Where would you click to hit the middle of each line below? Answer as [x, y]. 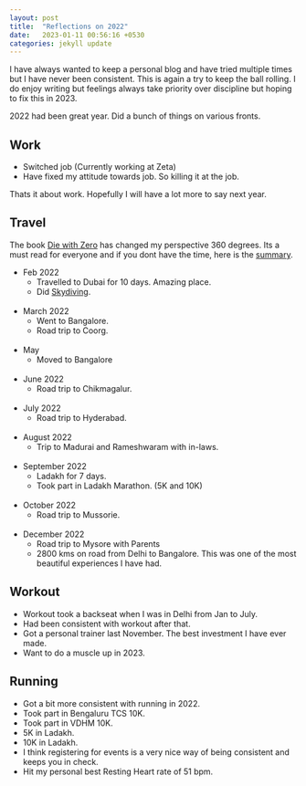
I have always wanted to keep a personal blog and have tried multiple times [151, 69]
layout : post [34, 18]
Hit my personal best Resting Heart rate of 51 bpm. [118, 771]
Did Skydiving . [63, 291]
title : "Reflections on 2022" [69, 26]
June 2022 [43, 379]
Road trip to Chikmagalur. [84, 388]
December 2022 [53, 534]
